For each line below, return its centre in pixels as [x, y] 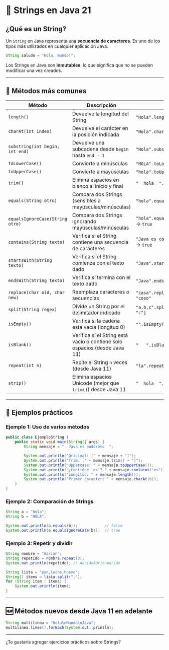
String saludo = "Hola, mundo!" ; [41, 55]
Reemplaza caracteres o [101, 292]
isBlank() [20, 345]
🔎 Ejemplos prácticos [39, 413]
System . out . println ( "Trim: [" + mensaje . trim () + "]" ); [83, 460]
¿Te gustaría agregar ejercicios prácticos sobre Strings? [63, 642]
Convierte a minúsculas [100, 163]
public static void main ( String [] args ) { [60, 442]
